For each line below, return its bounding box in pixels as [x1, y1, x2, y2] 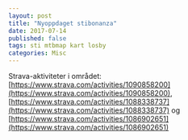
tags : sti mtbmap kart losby [8, 42, 107, 50]
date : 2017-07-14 [8, 27, 67, 35]
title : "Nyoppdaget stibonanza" [8, 19, 117, 27]
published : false [8, 34, 67, 43]
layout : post [8, 11, 52, 20]
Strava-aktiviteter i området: [8, 72, 102, 80]
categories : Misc [8, 49, 67, 57]
